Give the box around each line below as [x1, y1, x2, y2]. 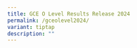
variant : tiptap [7, 23, 55, 30]
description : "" [7, 30, 55, 37]
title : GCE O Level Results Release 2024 [7, 10, 131, 18]
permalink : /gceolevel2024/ [7, 17, 90, 24]
